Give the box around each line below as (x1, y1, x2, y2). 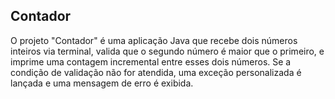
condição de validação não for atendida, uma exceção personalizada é (10, 66, 302, 78)
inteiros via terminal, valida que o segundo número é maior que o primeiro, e (10, 45, 325, 57)
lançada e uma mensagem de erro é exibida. (10, 77, 194, 89)
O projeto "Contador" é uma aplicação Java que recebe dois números (10, 34, 298, 46)
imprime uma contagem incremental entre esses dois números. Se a (10, 55, 292, 68)
